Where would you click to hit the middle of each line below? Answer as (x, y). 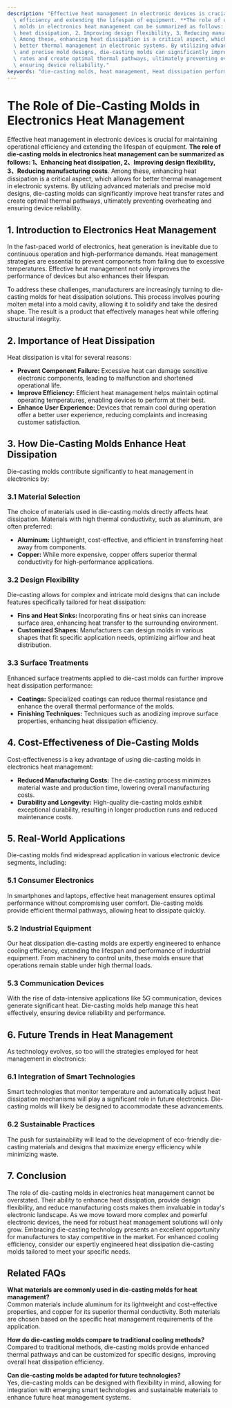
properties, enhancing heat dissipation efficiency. (87, 721)
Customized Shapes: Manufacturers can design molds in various (110, 630)
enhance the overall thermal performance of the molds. (96, 706)
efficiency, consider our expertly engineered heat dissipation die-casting (110, 1244)
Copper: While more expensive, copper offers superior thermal (107, 555)
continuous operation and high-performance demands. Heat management (113, 254)
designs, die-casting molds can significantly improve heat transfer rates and (116, 194)
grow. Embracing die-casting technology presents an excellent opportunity (114, 1229)
